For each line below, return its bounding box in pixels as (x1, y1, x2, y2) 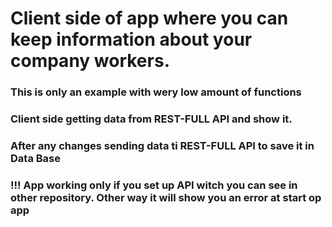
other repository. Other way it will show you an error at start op (10, 190, 322, 204)
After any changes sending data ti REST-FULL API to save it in (10, 138, 315, 152)
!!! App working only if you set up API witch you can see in (10, 178, 298, 192)
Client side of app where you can (10, 7, 289, 30)
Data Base (10, 151, 61, 165)
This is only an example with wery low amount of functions (10, 85, 302, 99)
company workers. (10, 50, 170, 72)
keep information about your (10, 28, 253, 51)
